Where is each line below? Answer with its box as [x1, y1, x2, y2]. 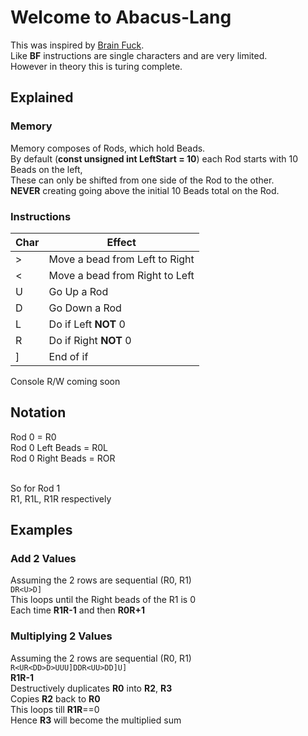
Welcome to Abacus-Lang [10, 6, 232, 29]
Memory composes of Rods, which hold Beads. [10, 142, 206, 154]
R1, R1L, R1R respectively [10, 492, 112, 505]
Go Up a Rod [48, 284, 109, 298]
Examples [10, 522, 73, 539]
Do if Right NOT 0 [48, 333, 132, 347]
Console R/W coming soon [10, 375, 121, 387]
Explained [10, 89, 74, 106]
